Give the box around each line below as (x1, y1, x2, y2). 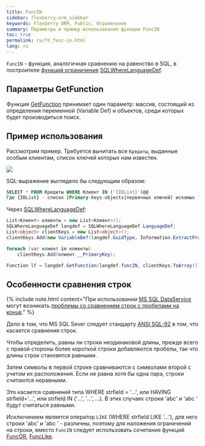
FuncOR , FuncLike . (6, 433, 54, 440)
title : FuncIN (6, 9, 43, 15)
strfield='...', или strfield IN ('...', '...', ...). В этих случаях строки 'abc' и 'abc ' (6, 395, 198, 403)
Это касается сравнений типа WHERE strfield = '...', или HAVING (6, 388, 171, 396)
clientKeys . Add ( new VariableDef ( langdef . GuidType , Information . (6, 234, 173, 240)
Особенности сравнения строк (6, 279, 132, 289)
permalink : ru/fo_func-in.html (6, 37, 86, 43)
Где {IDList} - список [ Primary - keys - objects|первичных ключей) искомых (6, 195, 195, 201)
